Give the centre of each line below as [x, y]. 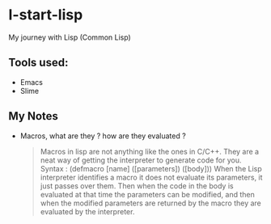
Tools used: [38, 63]
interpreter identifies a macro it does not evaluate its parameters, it [151, 177]
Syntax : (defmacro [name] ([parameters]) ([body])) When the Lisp [151, 168]
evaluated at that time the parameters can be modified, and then [147, 194]
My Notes [34, 116]
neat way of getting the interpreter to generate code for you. [141, 160]
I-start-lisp [46, 15]
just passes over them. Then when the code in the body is [137, 186]
